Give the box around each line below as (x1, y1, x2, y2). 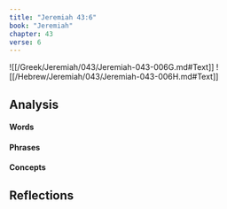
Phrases (9, 142, 41, 152)
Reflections (9, 188, 74, 203)
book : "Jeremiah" (9, 21, 74, 30)
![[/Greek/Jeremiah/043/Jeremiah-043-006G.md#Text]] (9, 62, 215, 73)
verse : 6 (9, 37, 42, 47)
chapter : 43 (9, 29, 53, 38)
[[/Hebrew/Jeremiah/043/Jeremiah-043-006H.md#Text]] (9, 72, 219, 82)
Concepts (9, 162, 46, 173)
